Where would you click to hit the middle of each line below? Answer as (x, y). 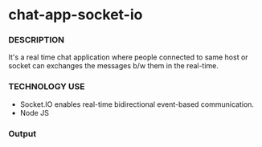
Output (23, 133)
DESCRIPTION (37, 40)
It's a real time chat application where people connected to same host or (128, 57)
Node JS (35, 112)
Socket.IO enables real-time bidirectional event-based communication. (137, 104)
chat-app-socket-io (76, 15)
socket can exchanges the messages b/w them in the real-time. (114, 66)
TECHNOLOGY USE (47, 87)
